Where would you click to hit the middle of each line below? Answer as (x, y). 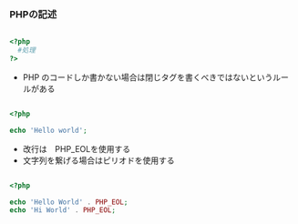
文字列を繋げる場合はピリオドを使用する (98, 160)
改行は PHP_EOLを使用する (76, 148)
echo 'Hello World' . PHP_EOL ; (69, 202)
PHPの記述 (33, 14)
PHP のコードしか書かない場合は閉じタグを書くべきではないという (148, 77)
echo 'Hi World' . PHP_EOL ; (63, 210)
